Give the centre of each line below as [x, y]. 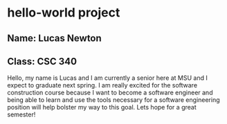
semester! [21, 114]
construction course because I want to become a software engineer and [110, 93]
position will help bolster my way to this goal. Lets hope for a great [102, 107]
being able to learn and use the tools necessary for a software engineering [113, 100]
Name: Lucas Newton [54, 38]
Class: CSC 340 [42, 61]
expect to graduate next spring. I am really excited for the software [102, 85]
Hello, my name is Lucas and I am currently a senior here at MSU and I [107, 78]
